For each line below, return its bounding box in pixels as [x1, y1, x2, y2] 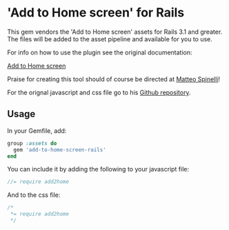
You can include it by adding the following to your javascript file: [7, 165, 190, 174]
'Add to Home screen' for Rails [7, 5, 185, 21]
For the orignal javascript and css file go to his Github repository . [7, 88, 191, 96]
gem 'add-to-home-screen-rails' [13, 146, 107, 153]
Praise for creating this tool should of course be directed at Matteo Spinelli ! [7, 74, 221, 83]
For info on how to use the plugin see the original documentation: [7, 48, 192, 56]
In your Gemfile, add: [7, 126, 67, 135]
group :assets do [7, 140, 57, 147]
